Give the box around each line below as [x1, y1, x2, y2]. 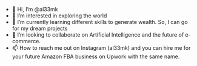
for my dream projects [12, 25, 68, 32]
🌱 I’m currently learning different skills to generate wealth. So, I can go [12, 19, 188, 25]
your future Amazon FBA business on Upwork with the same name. [12, 53, 180, 60]
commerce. [12, 38, 41, 44]
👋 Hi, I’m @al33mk [12, 6, 59, 13]
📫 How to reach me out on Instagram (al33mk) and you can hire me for [12, 44, 191, 51]
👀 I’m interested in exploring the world [12, 12, 107, 19]
